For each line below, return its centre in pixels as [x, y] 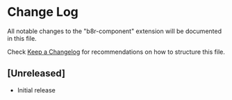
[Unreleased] [36, 73]
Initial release [36, 90]
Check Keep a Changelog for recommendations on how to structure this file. [116, 52]
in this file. [22, 38]
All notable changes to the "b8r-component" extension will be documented [115, 31]
